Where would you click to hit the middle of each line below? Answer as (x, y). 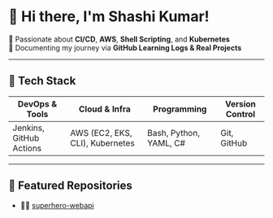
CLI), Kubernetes (103, 143)
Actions (27, 148)
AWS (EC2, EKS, (101, 133)
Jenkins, (28, 128)
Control (240, 114)
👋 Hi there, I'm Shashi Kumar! (109, 17)
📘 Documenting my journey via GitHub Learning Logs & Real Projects (125, 47)
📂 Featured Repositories (70, 186)
